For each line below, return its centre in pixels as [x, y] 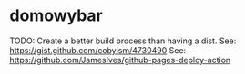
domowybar [56, 16]
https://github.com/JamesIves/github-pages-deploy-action [120, 60]
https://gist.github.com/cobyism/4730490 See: [98, 50]
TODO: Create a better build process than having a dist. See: [123, 41]
